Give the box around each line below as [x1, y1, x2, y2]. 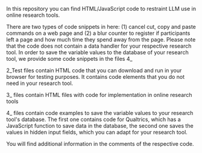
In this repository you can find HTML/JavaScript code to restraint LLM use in [6, 5, 196, 12]
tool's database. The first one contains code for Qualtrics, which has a [6, 116, 181, 123]
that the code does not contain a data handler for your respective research [6, 42, 192, 49]
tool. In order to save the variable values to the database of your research [6, 49, 189, 56]
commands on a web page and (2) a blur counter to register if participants [6, 30, 191, 37]
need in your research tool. [6, 80, 74, 87]
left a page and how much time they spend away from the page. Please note [6, 36, 196, 43]
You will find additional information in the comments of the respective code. [6, 140, 194, 147]
